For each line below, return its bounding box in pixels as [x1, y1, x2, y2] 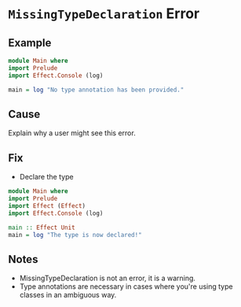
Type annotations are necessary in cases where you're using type [19, 282, 233, 291]
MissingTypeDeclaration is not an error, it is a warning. [19, 273, 196, 283]
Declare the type [19, 172, 74, 182]
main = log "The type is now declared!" [8, 231, 143, 239]
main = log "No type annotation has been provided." [8, 86, 184, 94]
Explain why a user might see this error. [8, 128, 136, 138]
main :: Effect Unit [8, 224, 76, 231]
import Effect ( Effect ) [8, 202, 86, 209]
